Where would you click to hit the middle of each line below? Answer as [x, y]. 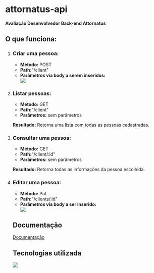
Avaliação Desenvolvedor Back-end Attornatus [56, 23]
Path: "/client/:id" [38, 154]
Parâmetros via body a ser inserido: [58, 204]
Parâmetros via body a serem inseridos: [63, 75]
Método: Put [33, 193]
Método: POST [36, 65]
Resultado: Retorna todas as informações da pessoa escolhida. [79, 170]
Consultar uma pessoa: [42, 138]
